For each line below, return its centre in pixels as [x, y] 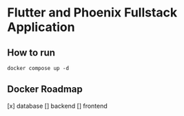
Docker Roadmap [45, 90]
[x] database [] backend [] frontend [58, 106]
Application [41, 27]
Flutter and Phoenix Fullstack [92, 13]
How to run [31, 53]
